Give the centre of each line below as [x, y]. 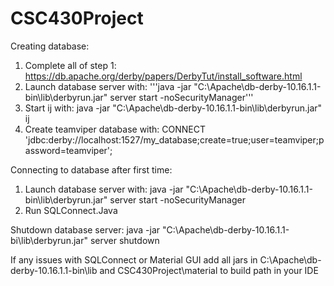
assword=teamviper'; [68, 150]
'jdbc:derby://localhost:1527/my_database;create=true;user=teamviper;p [174, 139]
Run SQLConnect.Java [71, 210]
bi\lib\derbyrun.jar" [49, 240]
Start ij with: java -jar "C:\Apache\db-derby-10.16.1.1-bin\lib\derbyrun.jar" [173, 108]
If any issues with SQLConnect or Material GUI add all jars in [134, 259]
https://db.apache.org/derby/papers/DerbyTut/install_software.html [163, 76]
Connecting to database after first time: [91, 169]
